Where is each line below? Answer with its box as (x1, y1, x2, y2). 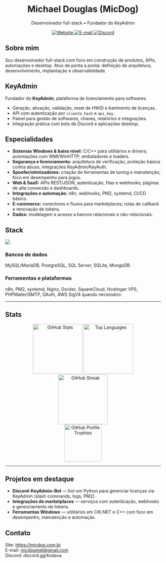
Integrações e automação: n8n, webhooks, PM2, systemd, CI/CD (12, 190, 147, 197)
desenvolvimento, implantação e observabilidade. (5, 68, 106, 73)
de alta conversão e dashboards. (12, 185, 80, 191)
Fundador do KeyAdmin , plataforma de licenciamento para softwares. (5, 95, 147, 101)
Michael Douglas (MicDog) (27, 3, 139, 15)
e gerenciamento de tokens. (12, 504, 70, 510)
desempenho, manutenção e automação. (12, 514, 96, 520)
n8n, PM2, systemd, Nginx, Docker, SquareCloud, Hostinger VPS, (5, 286, 138, 292)
